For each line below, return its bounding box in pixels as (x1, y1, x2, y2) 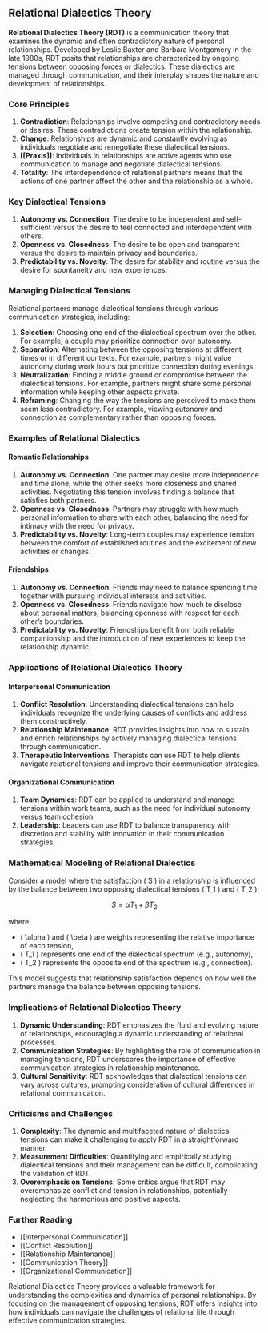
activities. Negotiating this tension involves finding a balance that (19, 487, 234, 497)
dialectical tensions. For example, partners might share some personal (19, 378, 252, 388)
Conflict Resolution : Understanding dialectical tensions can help (19, 700, 234, 709)
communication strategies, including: (8, 312, 130, 321)
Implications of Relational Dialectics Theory (8, 1002, 182, 1013)
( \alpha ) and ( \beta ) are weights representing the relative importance (19, 932, 254, 942)
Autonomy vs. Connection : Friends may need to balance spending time (19, 583, 258, 593)
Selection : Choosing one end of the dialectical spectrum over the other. (19, 327, 257, 337)
